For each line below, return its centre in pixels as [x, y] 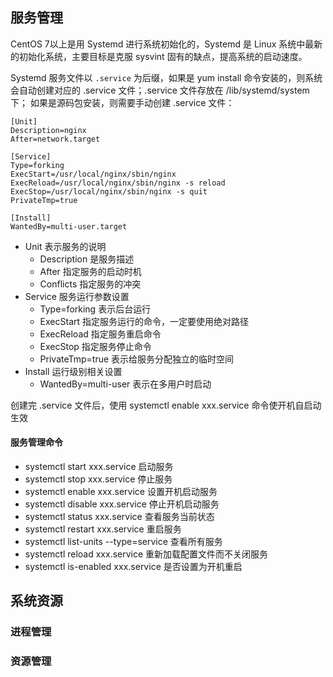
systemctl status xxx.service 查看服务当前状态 [119, 517]
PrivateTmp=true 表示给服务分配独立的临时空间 [137, 359]
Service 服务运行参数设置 [77, 296]
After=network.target [55, 139]
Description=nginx [48, 130]
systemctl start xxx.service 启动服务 [99, 467]
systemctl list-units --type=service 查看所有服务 [123, 542]
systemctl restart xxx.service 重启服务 [103, 529]
